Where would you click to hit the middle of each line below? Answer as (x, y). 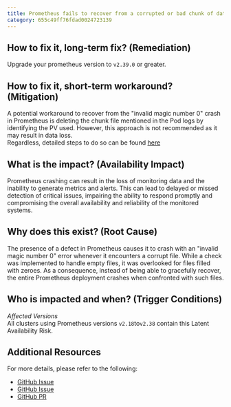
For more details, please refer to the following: (73, 368)
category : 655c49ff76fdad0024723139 (59, 20)
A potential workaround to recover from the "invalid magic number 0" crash (114, 114)
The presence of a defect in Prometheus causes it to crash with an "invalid (113, 248)
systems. (20, 210)
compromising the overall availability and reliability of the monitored (103, 202)
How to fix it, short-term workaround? (90, 86)
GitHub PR (32, 397)
